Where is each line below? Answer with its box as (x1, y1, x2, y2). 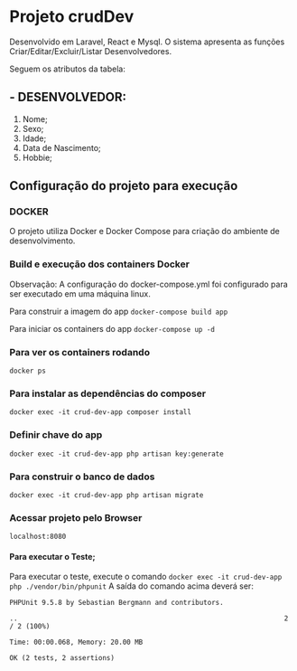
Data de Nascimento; (22, 142, 101, 153)
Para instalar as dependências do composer (9, 387, 206, 400)
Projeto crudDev (9, 6, 135, 27)
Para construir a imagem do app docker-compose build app (9, 306, 228, 317)
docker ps (9, 366, 47, 376)
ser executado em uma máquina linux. (9, 288, 151, 299)
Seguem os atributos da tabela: (9, 63, 126, 74)
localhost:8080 (9, 532, 67, 542)
